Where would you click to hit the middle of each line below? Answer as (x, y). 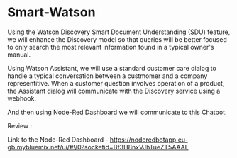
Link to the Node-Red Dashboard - (58, 140)
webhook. (22, 98)
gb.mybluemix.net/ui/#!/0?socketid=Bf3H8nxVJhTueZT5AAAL (98, 147)
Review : (20, 125)
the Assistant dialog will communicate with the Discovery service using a (114, 91)
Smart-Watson (51, 12)
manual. (19, 55)
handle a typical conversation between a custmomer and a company (108, 76)
